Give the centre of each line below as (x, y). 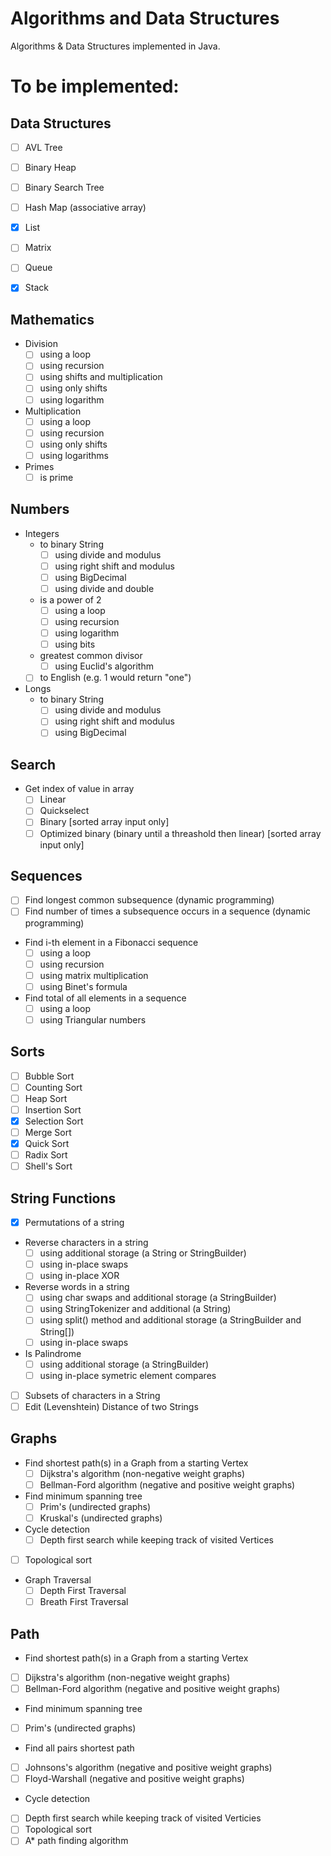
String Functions (63, 1198)
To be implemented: (95, 86)
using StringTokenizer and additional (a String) (135, 1309)
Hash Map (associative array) (85, 208)
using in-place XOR (79, 1276)
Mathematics (52, 319)
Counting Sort (53, 1087)
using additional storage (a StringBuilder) (124, 1364)
